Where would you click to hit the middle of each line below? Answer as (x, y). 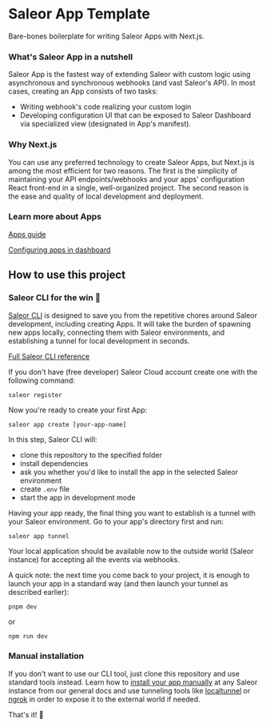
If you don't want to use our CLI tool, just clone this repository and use (124, 673)
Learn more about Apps (55, 217)
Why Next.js (33, 145)
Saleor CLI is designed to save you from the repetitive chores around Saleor (133, 315)
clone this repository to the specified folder (91, 455)
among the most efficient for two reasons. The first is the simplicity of (123, 171)
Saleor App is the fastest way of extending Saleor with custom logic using (129, 74)
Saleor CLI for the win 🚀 (55, 298)
